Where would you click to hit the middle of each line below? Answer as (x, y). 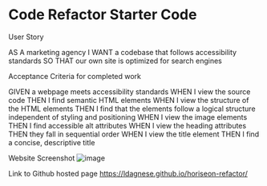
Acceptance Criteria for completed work (75, 76)
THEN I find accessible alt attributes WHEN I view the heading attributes (127, 125)
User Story (26, 37)
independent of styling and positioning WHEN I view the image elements (128, 117)
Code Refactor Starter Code (103, 15)
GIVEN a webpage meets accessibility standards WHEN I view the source (129, 91)
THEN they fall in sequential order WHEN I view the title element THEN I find (134, 134)
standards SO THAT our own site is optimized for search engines (115, 61)
